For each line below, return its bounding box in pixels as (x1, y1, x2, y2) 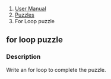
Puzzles (14, 11, 34, 18)
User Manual (14, 5, 46, 12)
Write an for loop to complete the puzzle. (6, 66, 106, 73)
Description (6, 53, 41, 61)
